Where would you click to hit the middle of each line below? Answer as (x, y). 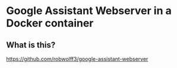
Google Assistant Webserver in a (89, 11)
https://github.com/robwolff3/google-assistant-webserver (77, 59)
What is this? (31, 45)
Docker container (50, 23)
